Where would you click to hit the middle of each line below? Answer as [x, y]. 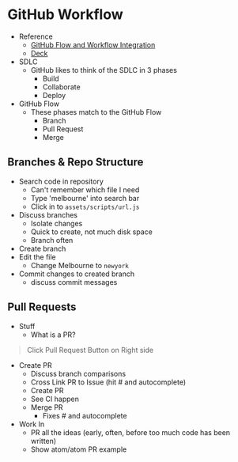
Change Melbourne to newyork [80, 265]
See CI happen [55, 399]
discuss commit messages [74, 282]
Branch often [52, 240]
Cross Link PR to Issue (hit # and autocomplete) [108, 382]
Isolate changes [57, 223]
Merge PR [47, 407]
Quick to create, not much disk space [92, 232]
